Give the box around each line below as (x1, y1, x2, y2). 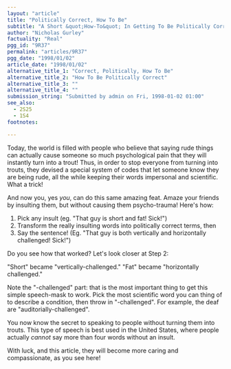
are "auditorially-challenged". (7, 305, 90, 313)
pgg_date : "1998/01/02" (7, 55, 76, 62)
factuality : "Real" (7, 36, 63, 43)
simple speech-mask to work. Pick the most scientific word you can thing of (7, 290, 223, 299)
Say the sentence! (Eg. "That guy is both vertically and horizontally (16, 228, 206, 237)
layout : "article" (7, 10, 60, 17)
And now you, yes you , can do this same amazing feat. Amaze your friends (7, 193, 219, 201)
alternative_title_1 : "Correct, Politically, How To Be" (7, 67, 174, 74)
